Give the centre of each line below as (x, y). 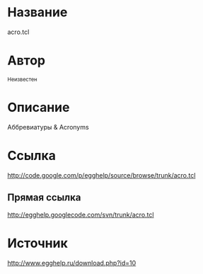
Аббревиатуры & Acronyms (48, 127)
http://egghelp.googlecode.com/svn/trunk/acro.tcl (81, 215)
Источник (38, 243)
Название (37, 12)
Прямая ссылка (44, 198)
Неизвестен (22, 79)
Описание (39, 108)
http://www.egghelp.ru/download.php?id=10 (72, 263)
